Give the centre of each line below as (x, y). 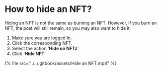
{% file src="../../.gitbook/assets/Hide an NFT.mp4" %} (61, 63)
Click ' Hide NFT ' (29, 54)
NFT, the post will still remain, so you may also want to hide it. (68, 28)
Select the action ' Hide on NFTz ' (45, 48)
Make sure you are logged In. (42, 38)
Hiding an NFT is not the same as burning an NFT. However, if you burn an (81, 23)
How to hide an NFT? (48, 9)
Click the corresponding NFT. (42, 43)
